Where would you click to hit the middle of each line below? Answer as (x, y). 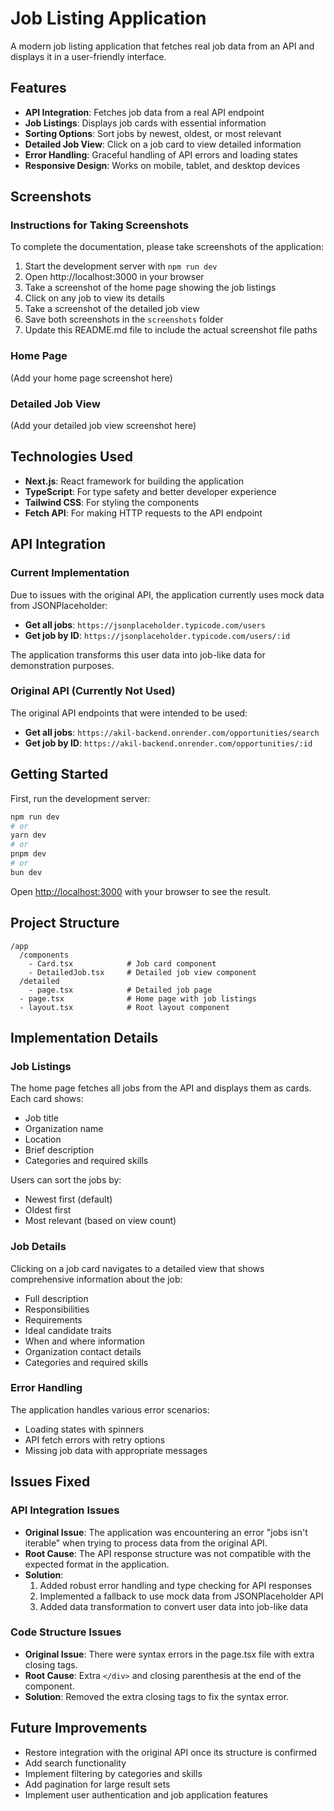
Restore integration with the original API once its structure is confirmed (171, 1752)
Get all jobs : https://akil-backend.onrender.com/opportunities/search (172, 732)
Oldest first (48, 1210)
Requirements (53, 1319)
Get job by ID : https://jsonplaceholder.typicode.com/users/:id (157, 635)
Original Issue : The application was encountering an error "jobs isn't (166, 1532)
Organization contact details (83, 1351)
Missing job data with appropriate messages (116, 1450)
